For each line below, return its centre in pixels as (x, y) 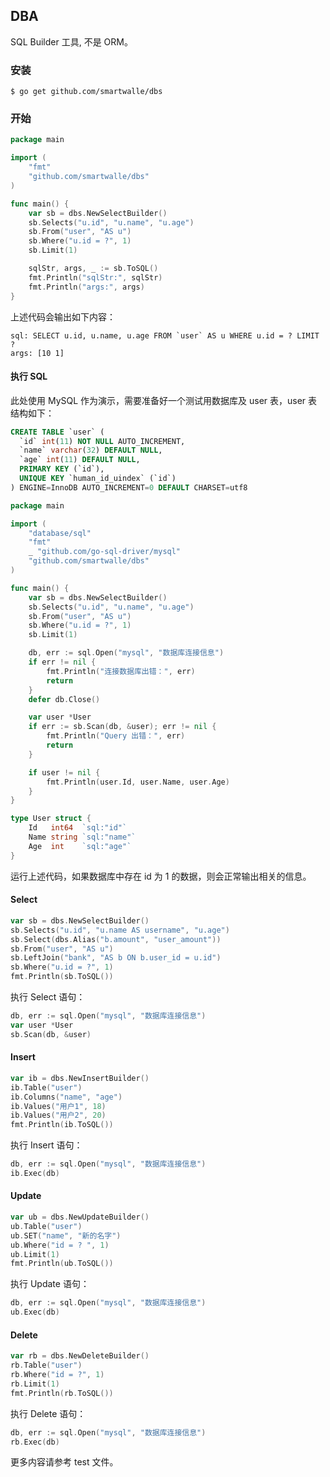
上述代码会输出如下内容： (63, 316)
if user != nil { (64, 772)
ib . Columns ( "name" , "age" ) (66, 1097)
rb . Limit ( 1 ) (35, 1384)
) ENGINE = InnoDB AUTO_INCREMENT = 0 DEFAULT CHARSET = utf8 (129, 487)
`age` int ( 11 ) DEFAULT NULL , (80, 460)
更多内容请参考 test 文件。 (64, 1462)
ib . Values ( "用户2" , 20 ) (58, 1115)
